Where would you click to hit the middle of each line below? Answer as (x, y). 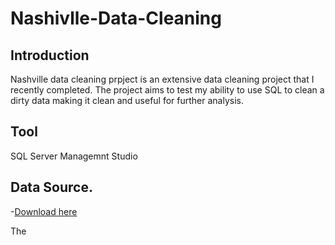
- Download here (44, 211)
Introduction (50, 55)
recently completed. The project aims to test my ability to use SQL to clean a (167, 90)
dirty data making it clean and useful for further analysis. (127, 100)
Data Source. (51, 187)
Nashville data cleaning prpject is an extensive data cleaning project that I (162, 79)
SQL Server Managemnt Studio (74, 156)
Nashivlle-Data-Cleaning (116, 18)
